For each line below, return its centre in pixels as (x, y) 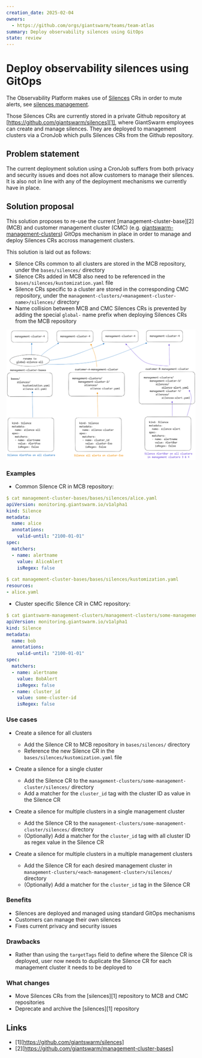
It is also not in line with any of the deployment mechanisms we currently (96, 181)
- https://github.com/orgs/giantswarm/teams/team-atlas (83, 25)
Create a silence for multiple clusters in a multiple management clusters (104, 854)
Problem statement (43, 154)
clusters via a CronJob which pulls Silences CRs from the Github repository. (100, 135)
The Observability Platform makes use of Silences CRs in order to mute (94, 98)
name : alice (27, 524)
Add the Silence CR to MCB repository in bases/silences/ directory (107, 744)
